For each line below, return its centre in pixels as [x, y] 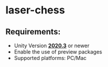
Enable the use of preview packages [58, 52]
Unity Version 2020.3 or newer [52, 45]
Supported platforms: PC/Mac [50, 58]
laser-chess [35, 10]
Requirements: [33, 32]
